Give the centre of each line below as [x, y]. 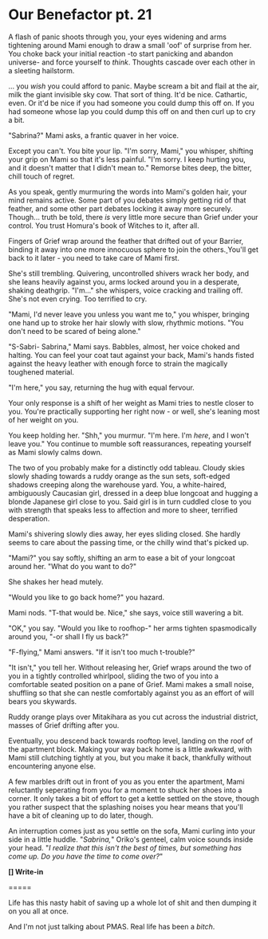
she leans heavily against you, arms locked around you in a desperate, [124, 281]
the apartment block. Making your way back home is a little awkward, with [130, 749]
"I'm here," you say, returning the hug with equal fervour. [102, 387]
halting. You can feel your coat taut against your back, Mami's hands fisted [131, 355]
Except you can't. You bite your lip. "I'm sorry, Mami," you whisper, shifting [131, 151]
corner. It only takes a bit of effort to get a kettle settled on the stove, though [134, 798]
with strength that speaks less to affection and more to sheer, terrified [123, 510]
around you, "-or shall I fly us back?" [69, 636]
